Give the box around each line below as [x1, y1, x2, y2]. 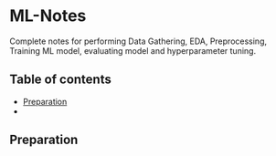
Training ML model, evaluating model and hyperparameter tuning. [9, 45, 257, 56]
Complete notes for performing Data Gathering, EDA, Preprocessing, [9, 36, 268, 47]
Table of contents [9, 72, 111, 88]
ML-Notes [9, 5, 87, 26]
